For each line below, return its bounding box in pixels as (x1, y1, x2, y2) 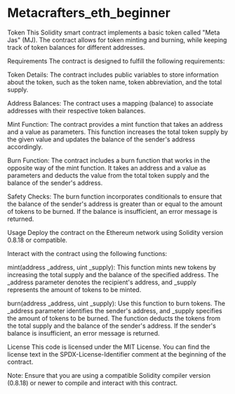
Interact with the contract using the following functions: (7, 249, 168, 258)
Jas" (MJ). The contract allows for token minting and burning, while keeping (7, 35, 227, 44)
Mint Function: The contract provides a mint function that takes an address (7, 120, 223, 128)
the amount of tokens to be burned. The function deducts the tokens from (7, 314, 221, 322)
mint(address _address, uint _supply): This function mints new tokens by (7, 262, 216, 272)
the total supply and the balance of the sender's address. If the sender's (7, 322, 216, 330)
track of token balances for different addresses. (7, 43, 145, 51)
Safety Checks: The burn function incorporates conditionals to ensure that (7, 192, 222, 201)
